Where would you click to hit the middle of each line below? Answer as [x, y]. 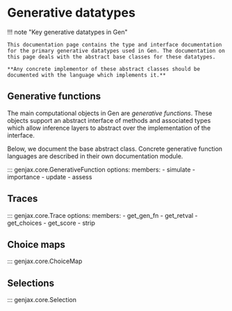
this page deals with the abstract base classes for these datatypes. [111, 57]
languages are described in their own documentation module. [95, 156]
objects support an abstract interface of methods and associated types [109, 120]
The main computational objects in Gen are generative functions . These [110, 113]
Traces [23, 199]
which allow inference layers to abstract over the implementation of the [109, 128]
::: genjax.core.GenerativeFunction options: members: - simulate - [101, 169]
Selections [31, 283]
